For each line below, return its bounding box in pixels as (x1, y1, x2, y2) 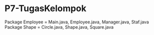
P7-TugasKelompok (4, 3, 87, 14)
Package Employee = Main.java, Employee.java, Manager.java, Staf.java (4, 19, 149, 25)
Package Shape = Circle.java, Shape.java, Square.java (4, 24, 114, 30)
